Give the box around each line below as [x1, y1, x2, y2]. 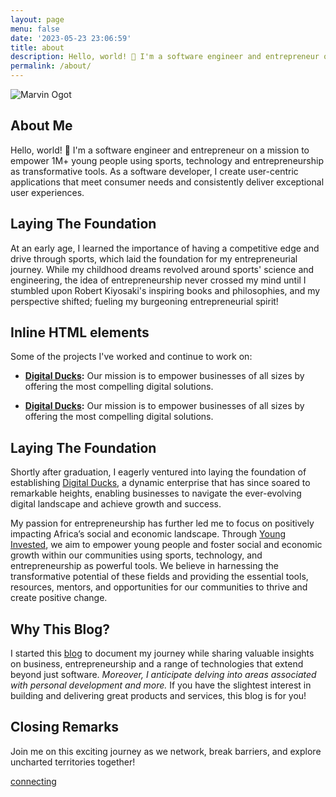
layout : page [10, 14, 65, 25]
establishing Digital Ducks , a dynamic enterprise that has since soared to [10, 477, 311, 489]
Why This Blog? [10, 621, 111, 638]
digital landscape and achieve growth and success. [10, 498, 222, 510]
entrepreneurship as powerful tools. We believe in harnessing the [10, 560, 279, 572]
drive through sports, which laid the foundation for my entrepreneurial [10, 252, 298, 265]
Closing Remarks [10, 719, 120, 736]
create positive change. [10, 592, 108, 604]
